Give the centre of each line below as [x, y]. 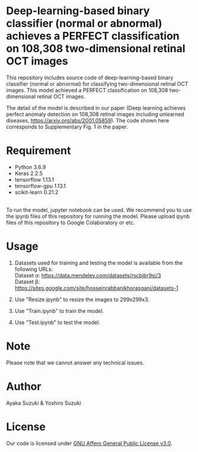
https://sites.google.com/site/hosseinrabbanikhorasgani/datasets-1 [96, 288]
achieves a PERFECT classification [93, 36]
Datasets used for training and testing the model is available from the [99, 263]
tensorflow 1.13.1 [34, 179]
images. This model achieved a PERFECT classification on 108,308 [87, 90]
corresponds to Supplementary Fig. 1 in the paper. [67, 127]
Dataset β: [27, 282]
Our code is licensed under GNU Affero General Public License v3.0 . [89, 443]
